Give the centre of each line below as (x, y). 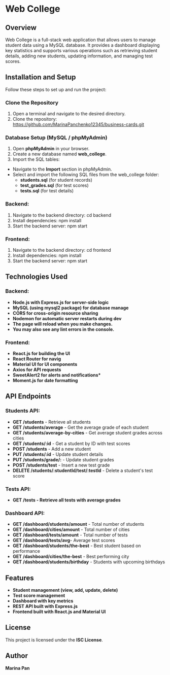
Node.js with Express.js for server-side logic (61, 302)
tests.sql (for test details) (47, 191)
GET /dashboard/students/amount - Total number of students (78, 524)
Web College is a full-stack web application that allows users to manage (80, 40)
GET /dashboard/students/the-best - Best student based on (77, 546)
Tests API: (18, 489)
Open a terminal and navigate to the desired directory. (69, 114)
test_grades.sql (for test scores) (54, 185)
